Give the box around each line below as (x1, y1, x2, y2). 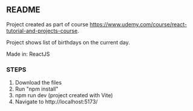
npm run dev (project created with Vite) (14, 92, 113, 99)
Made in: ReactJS (6, 50, 50, 58)
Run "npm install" (14, 85, 59, 92)
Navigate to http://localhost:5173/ (14, 98, 98, 106)
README (6, 5, 40, 15)
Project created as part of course (6, 20, 89, 28)
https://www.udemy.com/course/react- (89, 20, 187, 28)
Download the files (14, 79, 62, 86)
